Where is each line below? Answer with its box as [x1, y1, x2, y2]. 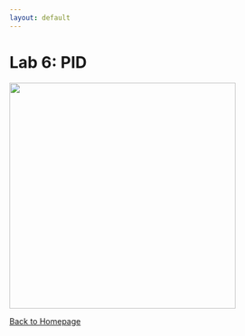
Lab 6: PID [9, 51, 88, 72]
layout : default [9, 13, 71, 23]
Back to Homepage [9, 315, 81, 326]
